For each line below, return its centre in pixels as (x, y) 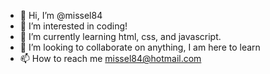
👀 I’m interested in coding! (73, 26)
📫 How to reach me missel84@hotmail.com (110, 58)
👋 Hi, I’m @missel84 (61, 15)
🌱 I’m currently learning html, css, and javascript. (120, 36)
